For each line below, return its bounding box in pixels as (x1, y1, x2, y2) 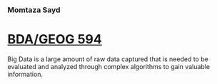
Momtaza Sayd (7, 5, 61, 15)
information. (7, 70, 44, 78)
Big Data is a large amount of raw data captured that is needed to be (7, 55, 208, 63)
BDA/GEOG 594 (7, 31, 102, 48)
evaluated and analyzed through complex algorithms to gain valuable (7, 62, 211, 70)
